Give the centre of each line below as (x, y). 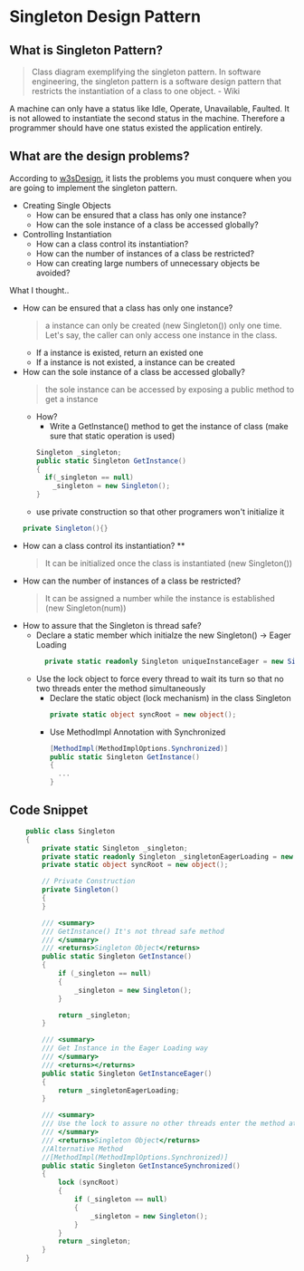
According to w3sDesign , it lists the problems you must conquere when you (151, 178)
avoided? (53, 273)
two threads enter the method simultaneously (121, 688)
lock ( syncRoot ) (88, 1183)
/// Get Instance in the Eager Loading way (125, 1048)
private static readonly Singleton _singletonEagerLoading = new (168, 857)
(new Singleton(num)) (85, 608)
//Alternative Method (83, 1149)
